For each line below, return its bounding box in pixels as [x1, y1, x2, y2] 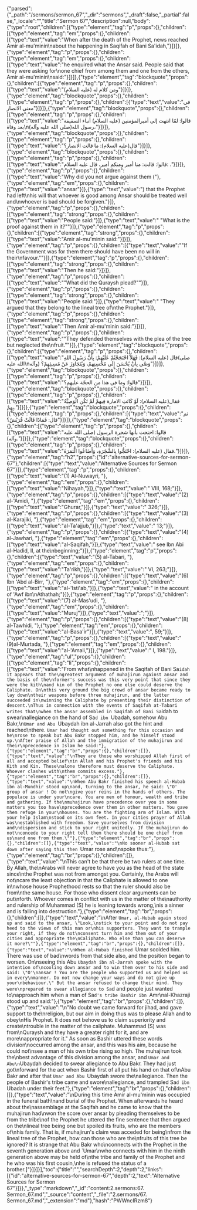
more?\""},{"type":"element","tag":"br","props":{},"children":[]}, [14, 941, 185, 947]
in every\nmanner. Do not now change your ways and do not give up [6, 975, 175, 981]
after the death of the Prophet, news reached [79, 36, 188, 43]
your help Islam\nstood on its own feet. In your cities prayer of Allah [6, 815, 191, 821]
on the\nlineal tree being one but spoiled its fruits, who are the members [6, 1123, 181, 1129]
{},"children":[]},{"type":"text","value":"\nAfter [6, 914, 118, 921]
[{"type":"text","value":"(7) [6, 597, 71, 604]
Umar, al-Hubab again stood [118, 915, 187, 921]
